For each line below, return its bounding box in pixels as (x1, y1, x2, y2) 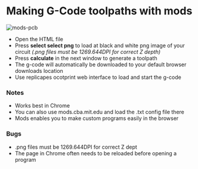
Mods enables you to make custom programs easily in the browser (14, 115, 179, 122)
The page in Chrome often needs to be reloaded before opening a (14, 149, 177, 156)
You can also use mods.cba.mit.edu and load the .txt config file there (14, 109, 185, 116)
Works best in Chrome (14, 102, 70, 109)
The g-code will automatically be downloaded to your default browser (14, 61, 187, 68)
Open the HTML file (14, 35, 64, 42)
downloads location (14, 67, 64, 74)
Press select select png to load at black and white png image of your (14, 42, 185, 49)
